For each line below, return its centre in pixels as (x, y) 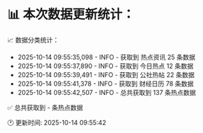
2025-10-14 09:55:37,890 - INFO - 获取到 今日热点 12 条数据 (105, 66)
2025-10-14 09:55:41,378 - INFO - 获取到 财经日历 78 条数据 (105, 83)
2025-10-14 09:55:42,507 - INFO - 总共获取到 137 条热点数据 (107, 92)
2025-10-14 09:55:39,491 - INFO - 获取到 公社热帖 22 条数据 (106, 74)
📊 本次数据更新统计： (71, 15)
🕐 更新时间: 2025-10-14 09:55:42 (57, 122)
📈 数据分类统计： (33, 40)
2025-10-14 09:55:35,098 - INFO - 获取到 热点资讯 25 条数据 (106, 57)
